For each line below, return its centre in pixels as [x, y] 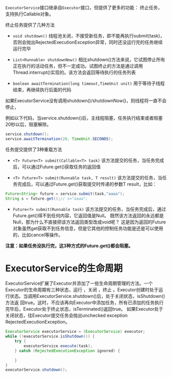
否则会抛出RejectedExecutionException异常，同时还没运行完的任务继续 [88, 42]
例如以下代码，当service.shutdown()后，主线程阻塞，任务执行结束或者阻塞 [84, 118]
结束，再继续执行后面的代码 [42, 90]
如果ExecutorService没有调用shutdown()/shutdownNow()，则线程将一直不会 [86, 101]
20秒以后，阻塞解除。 [28, 124]
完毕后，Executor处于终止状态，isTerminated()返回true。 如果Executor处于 [84, 309]
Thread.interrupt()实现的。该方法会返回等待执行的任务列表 [74, 72]
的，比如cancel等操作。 [38, 235]
